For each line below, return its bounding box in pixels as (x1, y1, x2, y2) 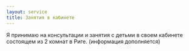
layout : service (6, 8, 47, 15)
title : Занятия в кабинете (6, 15, 75, 21)
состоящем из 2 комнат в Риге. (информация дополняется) (6, 38, 160, 45)
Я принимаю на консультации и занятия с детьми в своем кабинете (6, 31, 184, 38)
